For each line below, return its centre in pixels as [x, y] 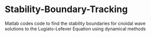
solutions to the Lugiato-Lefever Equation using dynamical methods [75, 28]
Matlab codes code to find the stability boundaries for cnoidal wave [75, 23]
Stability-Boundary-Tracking [66, 9]
